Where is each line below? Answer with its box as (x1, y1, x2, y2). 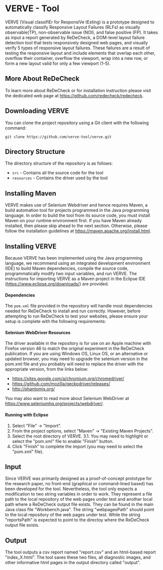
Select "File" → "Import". (12, 422, 62, 429)
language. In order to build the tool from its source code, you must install (5, 212, 150, 218)
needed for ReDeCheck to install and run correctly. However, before (5, 308, 141, 314)
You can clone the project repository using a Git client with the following (5, 120, 149, 126)
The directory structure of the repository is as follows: (5, 160, 113, 166)
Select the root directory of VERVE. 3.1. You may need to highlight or (12, 433, 148, 439)
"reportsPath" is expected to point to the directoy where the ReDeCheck (5, 517, 149, 523)
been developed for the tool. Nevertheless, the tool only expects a (5, 486, 137, 492)
